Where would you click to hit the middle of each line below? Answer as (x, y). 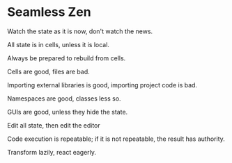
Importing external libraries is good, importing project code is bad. (102, 85)
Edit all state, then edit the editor (54, 125)
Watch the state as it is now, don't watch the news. (80, 31)
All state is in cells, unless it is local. (59, 44)
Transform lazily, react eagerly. (52, 152)
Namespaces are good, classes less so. (64, 98)
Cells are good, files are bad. (49, 71)
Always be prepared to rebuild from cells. (67, 58)
